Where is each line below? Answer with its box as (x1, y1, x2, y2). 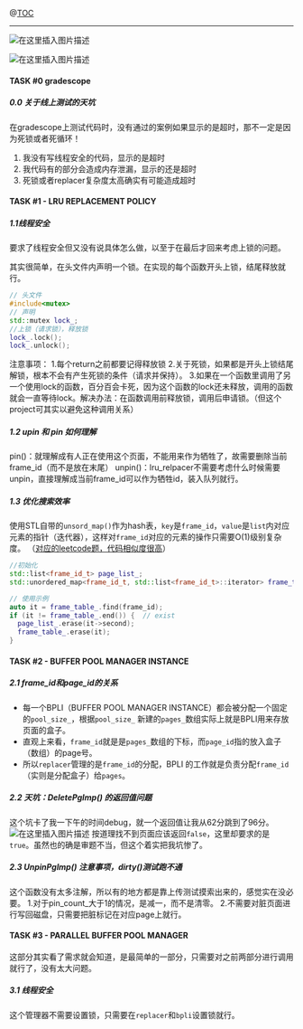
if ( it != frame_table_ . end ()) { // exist (9, 610, 176, 620)
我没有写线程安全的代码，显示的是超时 (22, 152, 165, 163)
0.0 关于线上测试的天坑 (9, 97, 96, 108)
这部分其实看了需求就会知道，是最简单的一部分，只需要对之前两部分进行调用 (9, 951, 294, 962)
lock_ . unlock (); (9, 341, 70, 351)
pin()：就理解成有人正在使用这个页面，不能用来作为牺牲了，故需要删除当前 (9, 451, 288, 462)
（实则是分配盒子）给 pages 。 (22, 769, 131, 780)
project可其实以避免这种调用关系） (9, 404, 139, 415)
